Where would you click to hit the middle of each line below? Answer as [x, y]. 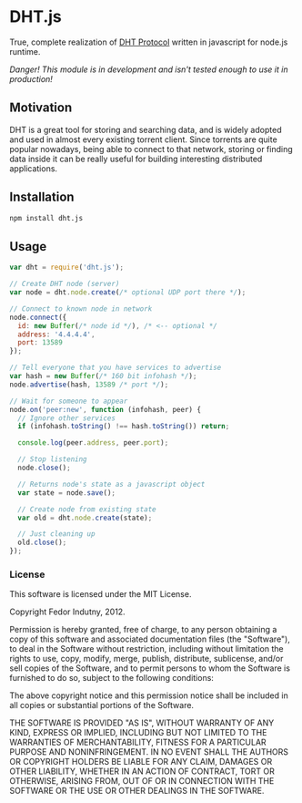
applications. [33, 168]
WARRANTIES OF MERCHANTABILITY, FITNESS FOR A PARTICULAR [138, 742]
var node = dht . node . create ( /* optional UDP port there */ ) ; [128, 293]
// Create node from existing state [87, 509]
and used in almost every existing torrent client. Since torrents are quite [143, 139]
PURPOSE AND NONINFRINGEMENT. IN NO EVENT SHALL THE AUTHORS [149, 752]
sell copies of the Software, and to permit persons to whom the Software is [150, 668]
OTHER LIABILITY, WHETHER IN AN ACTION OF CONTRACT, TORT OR [142, 771]
